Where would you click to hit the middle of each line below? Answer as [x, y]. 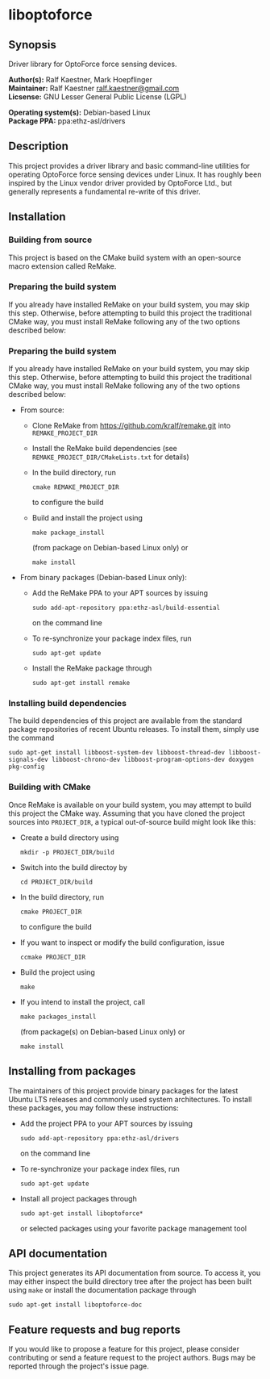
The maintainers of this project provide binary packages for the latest [123, 1090]
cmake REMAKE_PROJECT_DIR [75, 487]
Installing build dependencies [68, 704]
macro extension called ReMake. [62, 266]
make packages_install [58, 1017]
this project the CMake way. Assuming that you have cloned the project [127, 813]
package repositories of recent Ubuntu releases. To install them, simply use [134, 729]
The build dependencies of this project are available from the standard [125, 721]
